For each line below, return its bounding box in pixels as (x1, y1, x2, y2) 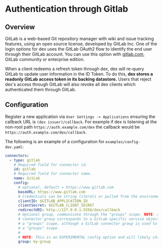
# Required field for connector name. (14, 172, 92, 176)
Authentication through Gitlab (5, 3, 129, 15)
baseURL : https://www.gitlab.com (17, 189, 86, 194)
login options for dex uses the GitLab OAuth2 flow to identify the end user (5, 46, 152, 52)
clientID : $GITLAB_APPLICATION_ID (17, 198, 88, 203)
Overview (5, 23, 35, 31)
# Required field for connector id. (14, 162, 88, 167)
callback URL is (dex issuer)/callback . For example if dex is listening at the (5, 118, 157, 125)
